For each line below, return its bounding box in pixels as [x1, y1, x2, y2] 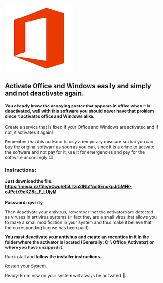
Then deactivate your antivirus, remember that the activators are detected [5, 209, 153, 215]
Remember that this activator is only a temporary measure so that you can [5, 139, 154, 144]
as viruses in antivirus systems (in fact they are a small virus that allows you [5, 214, 157, 220]
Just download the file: [5, 178, 53, 184]
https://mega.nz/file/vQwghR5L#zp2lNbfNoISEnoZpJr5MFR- [5, 184, 132, 190]
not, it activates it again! [5, 129, 53, 135]
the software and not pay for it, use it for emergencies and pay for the [5, 149, 145, 155]
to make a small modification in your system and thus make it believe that [5, 219, 152, 225]
